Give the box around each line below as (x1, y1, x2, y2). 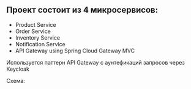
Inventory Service (15, 34, 60, 41)
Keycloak (6, 65, 29, 73)
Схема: (6, 77, 26, 84)
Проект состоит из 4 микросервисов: (6, 5, 158, 15)
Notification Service (15, 40, 66, 48)
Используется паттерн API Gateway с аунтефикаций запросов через (6, 59, 185, 66)
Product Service (15, 21, 56, 28)
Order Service (15, 27, 51, 35)
